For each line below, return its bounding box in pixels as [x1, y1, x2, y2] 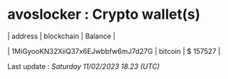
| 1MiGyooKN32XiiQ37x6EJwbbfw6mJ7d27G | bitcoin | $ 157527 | [7, 46, 221, 56]
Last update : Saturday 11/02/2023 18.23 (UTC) [7, 61, 160, 71]
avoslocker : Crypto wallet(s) [7, 5, 201, 23]
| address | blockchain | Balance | [7, 31, 116, 41]
